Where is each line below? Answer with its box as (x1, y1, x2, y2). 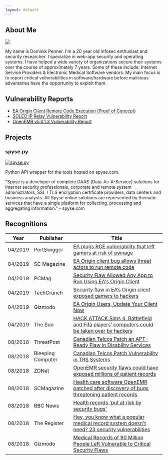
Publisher (39, 234, 63, 241)
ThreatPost (34, 338, 60, 345)
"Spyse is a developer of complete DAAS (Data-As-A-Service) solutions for (5, 178, 160, 185)
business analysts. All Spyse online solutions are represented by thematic (5, 194, 156, 200)
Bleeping (34, 350, 55, 357)
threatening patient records (73, 391, 137, 398)
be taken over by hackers (73, 327, 133, 334)
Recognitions (5, 220, 47, 228)
